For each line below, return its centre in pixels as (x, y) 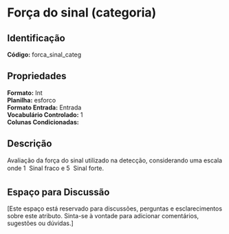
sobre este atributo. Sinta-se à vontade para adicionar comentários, (103, 216)
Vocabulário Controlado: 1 (45, 114)
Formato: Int (25, 93)
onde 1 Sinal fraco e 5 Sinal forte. (56, 168)
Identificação (36, 38)
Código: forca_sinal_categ (44, 54)
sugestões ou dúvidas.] (40, 223)
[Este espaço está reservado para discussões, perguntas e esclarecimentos (115, 209)
